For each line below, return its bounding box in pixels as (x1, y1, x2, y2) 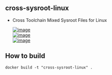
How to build (5, 52, 45, 60)
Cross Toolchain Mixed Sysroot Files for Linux (12, 17, 107, 23)
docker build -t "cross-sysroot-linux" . (5, 65, 93, 70)
